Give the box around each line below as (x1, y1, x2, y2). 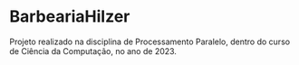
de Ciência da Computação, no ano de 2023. (9, 45, 177, 56)
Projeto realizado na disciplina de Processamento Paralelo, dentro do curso (9, 36, 291, 47)
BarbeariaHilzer (9, 6, 130, 27)
